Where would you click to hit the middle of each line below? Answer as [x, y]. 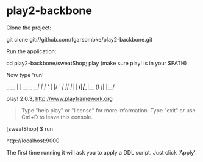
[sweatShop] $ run [30, 128]
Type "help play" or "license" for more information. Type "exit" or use [109, 110]
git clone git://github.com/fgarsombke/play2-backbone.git [80, 39]
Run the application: [31, 51]
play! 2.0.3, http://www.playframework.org [59, 98]
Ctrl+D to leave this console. [57, 117]
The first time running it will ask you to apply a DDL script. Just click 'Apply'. [101, 152]
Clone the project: [29, 28]
